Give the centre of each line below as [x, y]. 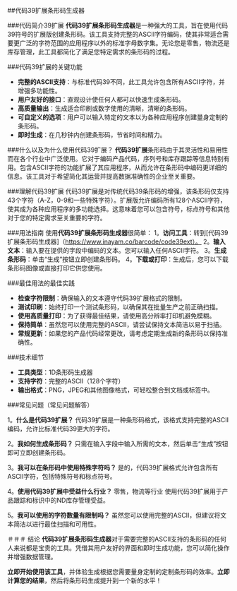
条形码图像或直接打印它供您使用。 [57, 268]
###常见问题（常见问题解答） [50, 405]
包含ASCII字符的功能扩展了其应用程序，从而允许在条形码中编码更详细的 [123, 167]
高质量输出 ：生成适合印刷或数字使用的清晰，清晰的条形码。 [104, 108]
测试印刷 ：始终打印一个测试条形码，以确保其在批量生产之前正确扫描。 [120, 307]
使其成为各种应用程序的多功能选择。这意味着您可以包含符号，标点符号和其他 [119, 209]
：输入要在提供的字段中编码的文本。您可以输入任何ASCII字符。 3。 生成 [123, 250]
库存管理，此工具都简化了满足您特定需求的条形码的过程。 [91, 52]
